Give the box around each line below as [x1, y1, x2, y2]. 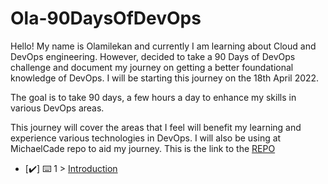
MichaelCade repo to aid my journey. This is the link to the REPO [10, 142, 276, 154]
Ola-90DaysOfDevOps [10, 7, 202, 30]
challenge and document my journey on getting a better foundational [10, 61, 294, 73]
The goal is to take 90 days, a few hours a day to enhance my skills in [10, 91, 297, 103]
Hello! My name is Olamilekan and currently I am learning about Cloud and [10, 40, 317, 52]
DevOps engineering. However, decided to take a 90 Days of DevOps [10, 50, 296, 62]
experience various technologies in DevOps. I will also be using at [10, 132, 282, 144]
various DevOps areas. [10, 102, 105, 114]
